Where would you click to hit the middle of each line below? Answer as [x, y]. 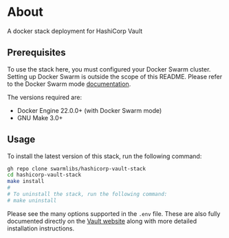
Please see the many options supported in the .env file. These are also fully [114, 213]
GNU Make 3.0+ [40, 118]
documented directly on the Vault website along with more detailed [102, 221]
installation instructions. [41, 228]
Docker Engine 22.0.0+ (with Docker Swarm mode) [89, 110]
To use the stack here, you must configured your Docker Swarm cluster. [109, 69]
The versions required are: [45, 97]
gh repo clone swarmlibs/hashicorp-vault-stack [77, 169]
